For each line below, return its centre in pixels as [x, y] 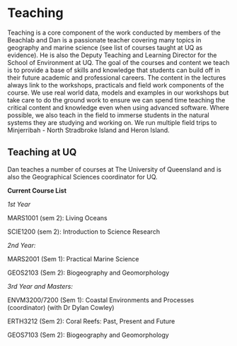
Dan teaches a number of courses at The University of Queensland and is [114, 169]
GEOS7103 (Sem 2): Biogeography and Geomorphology [88, 335]
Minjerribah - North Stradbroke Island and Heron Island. [88, 130]
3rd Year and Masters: [40, 286]
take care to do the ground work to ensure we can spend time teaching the [116, 100]
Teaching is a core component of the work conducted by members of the [114, 32]
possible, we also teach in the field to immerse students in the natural [109, 115]
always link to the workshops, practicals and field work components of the [116, 85]
